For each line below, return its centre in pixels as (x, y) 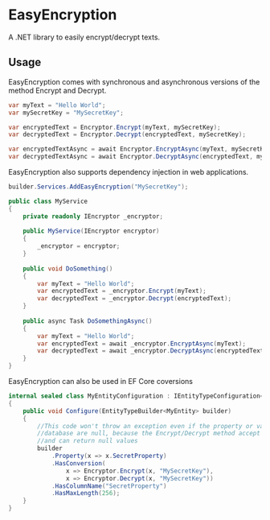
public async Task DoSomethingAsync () (88, 321)
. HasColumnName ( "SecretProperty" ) (109, 486)
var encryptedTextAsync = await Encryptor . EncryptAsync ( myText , (118, 149)
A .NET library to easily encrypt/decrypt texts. (84, 37)
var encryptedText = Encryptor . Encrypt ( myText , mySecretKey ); (115, 127)
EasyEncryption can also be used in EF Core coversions (100, 381)
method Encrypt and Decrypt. (57, 90)
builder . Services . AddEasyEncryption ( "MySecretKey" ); (98, 187)
